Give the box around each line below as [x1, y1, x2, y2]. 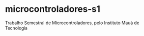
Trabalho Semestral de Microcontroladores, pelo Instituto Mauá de [5, 20, 140, 26]
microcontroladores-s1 [5, 3, 101, 15]
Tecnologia [5, 25, 28, 31]
